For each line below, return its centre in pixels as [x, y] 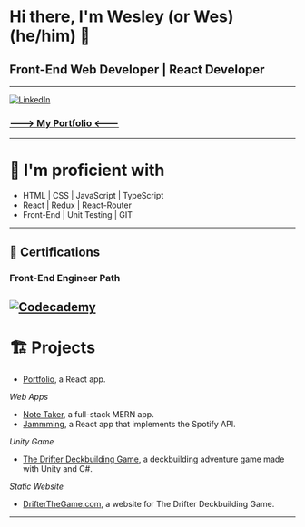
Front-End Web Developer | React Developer [137, 69]
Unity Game [32, 441]
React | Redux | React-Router [77, 205]
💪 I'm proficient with [87, 171]
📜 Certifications [55, 252]
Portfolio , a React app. [64, 379]
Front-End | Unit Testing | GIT [78, 215]
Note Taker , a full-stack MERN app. [88, 414]
